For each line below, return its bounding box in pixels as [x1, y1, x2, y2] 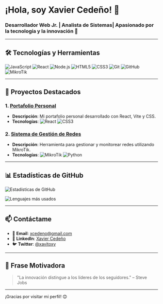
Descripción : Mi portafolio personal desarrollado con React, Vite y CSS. [12, 113, 156, 119]
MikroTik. [12, 147, 31, 152]
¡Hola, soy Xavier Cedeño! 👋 [5, 4, 120, 16]
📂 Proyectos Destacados [5, 87, 81, 96]
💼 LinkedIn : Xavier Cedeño [12, 236, 66, 241]
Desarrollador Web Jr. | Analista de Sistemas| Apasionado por [5, 22, 154, 29]
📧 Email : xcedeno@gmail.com [12, 230, 72, 236]
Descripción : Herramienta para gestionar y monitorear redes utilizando [12, 142, 154, 148]
